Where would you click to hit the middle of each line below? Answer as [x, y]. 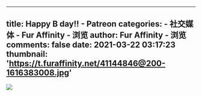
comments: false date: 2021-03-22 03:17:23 [91, 45]
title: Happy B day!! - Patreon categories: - [87, 24]
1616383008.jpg [38, 73]
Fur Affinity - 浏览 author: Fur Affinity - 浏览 [104, 35]
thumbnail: [27, 54]
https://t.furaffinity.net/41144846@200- [87, 64]
